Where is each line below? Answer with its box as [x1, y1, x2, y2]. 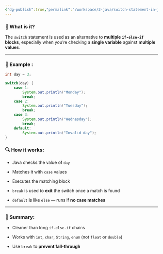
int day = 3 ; [5, 72, 32, 77]
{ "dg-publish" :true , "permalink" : [5, 7, 73, 12]
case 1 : [14, 85, 29, 90]
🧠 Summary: [5, 214, 35, 221]
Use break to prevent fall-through [12, 243, 81, 250]
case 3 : [14, 112, 29, 117]
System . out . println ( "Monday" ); [22, 90, 86, 95]
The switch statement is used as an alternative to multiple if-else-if [5, 34, 144, 40]
